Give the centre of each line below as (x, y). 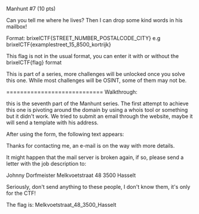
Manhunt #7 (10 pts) (31, 9)
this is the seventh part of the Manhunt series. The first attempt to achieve (97, 103)
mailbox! (17, 27)
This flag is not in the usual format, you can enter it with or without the (93, 56)
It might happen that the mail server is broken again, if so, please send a (95, 157)
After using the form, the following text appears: (65, 134)
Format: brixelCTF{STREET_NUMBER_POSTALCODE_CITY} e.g (83, 38)
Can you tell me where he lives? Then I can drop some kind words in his (94, 20)
